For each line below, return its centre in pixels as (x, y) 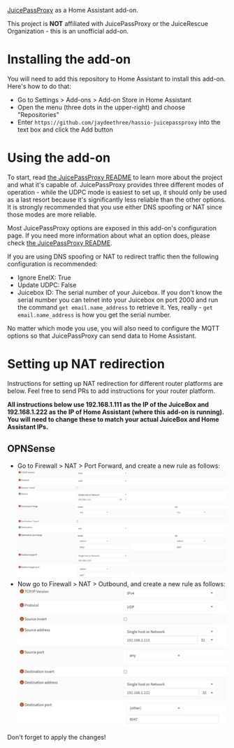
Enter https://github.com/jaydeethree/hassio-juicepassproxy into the (119, 122)
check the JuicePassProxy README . (60, 243)
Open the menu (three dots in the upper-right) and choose (101, 107)
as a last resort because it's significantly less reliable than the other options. (117, 200)
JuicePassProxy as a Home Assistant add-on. (73, 10)
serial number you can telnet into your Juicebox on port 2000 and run (118, 300)
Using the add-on (59, 158)
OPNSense (31, 449)
